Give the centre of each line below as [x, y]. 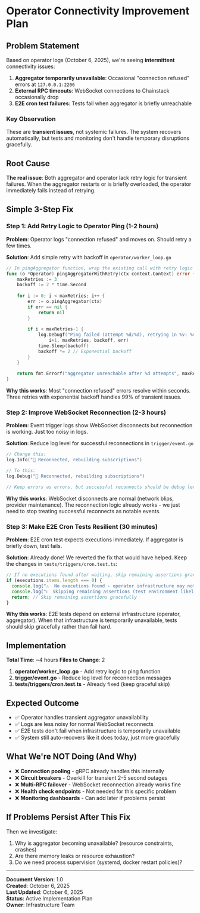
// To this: [21, 471]
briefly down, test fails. [34, 546]
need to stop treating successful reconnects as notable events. [83, 511]
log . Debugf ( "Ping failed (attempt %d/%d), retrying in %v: [112, 335]
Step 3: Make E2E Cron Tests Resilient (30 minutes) [82, 526]
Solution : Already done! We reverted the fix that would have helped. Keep [97, 557]
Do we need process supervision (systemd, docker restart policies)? [99, 862]
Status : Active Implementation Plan [49, 898]
